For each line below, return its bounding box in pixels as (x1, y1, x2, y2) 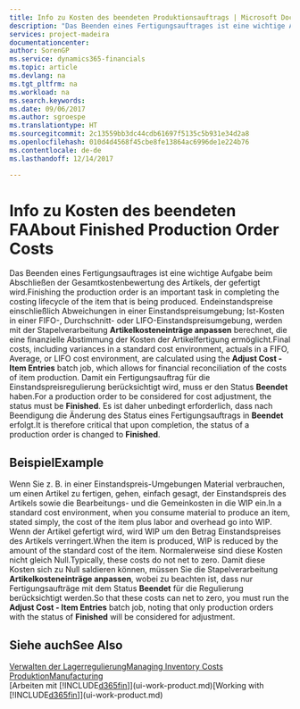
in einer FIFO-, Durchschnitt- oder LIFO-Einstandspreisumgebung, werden (9, 315, 283, 326)
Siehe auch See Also (9, 638, 123, 653)
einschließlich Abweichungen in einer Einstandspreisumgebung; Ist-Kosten (9, 305, 285, 317)
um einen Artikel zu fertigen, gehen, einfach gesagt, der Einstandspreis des (9, 488, 287, 499)
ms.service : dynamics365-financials (9, 54, 146, 63)
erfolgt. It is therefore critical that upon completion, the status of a (9, 420, 250, 430)
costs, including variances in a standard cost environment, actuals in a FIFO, (9, 344, 290, 354)
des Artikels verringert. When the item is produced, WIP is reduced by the (9, 536, 279, 546)
